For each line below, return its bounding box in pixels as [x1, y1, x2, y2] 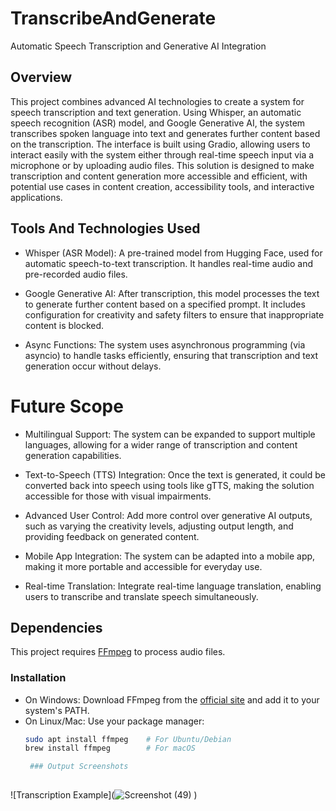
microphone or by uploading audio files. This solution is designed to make [10, 159, 315, 171]
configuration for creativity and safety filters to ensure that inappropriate [24, 308, 325, 321]
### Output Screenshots [29, 762, 129, 772]
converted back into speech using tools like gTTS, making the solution [24, 479, 315, 491]
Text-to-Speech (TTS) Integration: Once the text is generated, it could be [24, 468, 326, 481]
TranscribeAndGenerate [10, 7, 217, 30]
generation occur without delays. [24, 360, 162, 372]
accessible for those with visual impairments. [24, 490, 212, 502]
